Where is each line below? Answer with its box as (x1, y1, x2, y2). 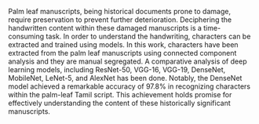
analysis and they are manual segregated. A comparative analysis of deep (8, 57, 247, 66)
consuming (8, 31, 45, 41)
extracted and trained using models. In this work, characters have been (8, 40, 239, 49)
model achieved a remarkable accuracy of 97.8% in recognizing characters (8, 82, 251, 91)
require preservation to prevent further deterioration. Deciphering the (8, 15, 232, 24)
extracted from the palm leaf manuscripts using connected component (8, 49, 237, 57)
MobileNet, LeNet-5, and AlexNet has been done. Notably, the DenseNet (8, 74, 243, 82)
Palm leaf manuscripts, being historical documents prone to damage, (8, 7, 232, 16)
